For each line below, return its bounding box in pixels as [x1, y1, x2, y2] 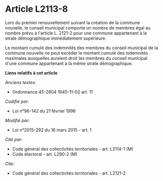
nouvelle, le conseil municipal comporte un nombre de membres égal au [5, 25, 151, 30]
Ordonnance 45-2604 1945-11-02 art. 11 [12, 89, 93, 95]
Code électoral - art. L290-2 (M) [12, 151, 77, 157]
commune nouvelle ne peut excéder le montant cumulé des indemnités [5, 50, 148, 56]
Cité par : [5, 136, 23, 142]
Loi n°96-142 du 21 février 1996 [12, 108, 76, 114]
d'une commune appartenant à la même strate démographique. [5, 60, 133, 66]
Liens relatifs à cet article [5, 70, 58, 76]
